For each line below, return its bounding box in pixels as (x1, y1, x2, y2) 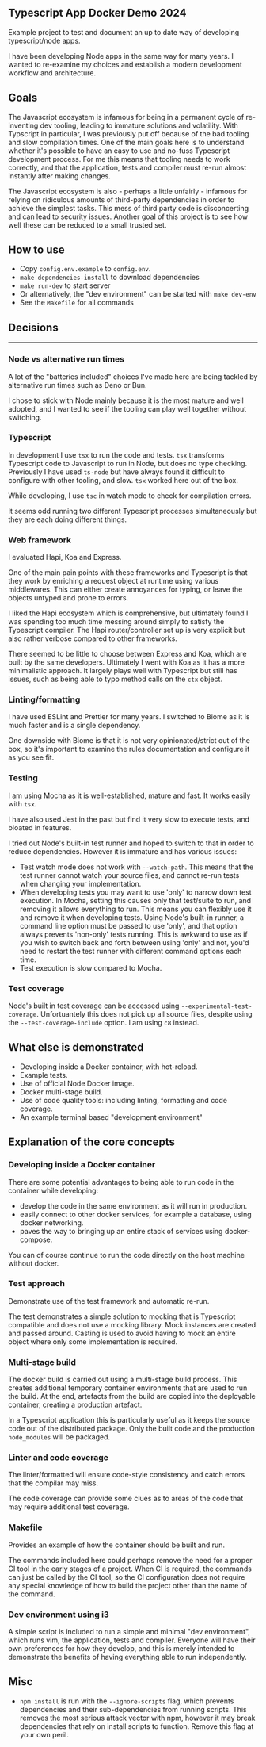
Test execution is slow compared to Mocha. (19, 963, 162, 972)
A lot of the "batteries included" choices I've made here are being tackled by (8, 372, 258, 381)
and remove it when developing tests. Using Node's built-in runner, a (19, 912, 244, 922)
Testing (8, 772, 38, 783)
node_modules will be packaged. (8, 1432, 111, 1442)
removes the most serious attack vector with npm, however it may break (19, 1713, 256, 1722)
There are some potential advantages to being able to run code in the (8, 1177, 234, 1186)
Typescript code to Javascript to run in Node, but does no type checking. (8, 458, 248, 468)
